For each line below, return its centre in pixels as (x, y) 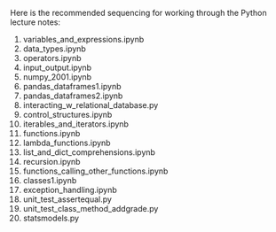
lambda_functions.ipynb (67, 143)
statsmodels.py (51, 218)
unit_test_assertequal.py (67, 199)
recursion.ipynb (51, 162)
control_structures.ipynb (67, 115)
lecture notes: (35, 22)
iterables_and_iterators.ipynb (76, 124)
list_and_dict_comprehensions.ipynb (89, 152)
